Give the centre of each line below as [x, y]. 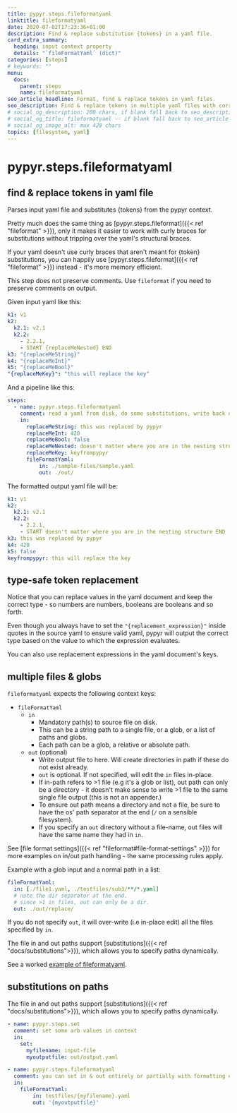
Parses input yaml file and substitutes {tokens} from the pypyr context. [110, 210]
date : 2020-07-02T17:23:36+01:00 [56, 27]
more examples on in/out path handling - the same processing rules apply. [115, 856]
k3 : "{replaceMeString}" [44, 354]
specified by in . [30, 929]
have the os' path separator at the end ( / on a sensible [118, 812]
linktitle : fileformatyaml [47, 20]
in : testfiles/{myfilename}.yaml [82, 1096]
